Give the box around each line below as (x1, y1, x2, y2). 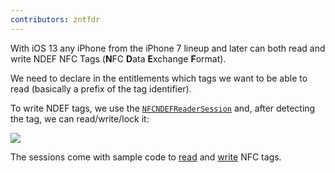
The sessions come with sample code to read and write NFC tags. (10, 151, 282, 163)
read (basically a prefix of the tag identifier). (10, 82, 192, 95)
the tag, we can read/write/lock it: (10, 112, 150, 125)
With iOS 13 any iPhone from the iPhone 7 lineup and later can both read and (10, 42, 326, 54)
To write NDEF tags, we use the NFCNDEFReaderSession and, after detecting (10, 102, 316, 114)
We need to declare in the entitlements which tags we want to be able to (10, 72, 308, 84)
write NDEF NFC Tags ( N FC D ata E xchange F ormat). (10, 52, 227, 65)
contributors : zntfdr (10, 14, 101, 25)
